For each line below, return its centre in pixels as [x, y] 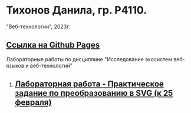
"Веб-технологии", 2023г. [38, 26]
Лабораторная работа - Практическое [89, 84]
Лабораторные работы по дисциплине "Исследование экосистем [89, 59]
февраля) [33, 103]
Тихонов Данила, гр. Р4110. [77, 10]
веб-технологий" [51, 65]
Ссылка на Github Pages [53, 45]
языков [15, 65]
